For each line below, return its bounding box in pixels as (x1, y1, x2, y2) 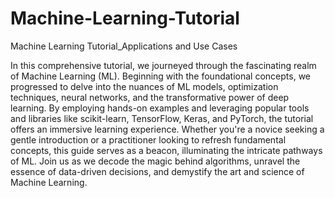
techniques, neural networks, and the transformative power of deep (10, 91, 290, 103)
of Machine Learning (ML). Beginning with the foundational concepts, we (10, 70, 311, 82)
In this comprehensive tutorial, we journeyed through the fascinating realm (10, 59, 317, 71)
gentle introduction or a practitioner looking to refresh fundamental (10, 133, 287, 146)
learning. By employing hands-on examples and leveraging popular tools (10, 102, 310, 114)
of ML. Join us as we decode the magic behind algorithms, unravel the (10, 155, 301, 167)
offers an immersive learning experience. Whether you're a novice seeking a (10, 123, 325, 135)
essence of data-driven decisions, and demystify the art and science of (10, 165, 305, 177)
